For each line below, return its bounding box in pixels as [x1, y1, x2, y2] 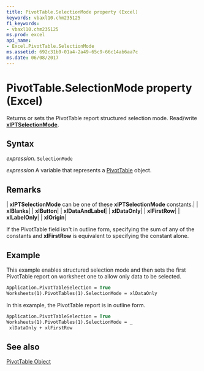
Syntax [6, 139, 34, 149]
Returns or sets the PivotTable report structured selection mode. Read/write [6, 114, 197, 121]
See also [6, 342, 40, 352]
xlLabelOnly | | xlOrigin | [6, 214, 67, 221]
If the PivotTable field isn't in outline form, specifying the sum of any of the [6, 226, 195, 233]
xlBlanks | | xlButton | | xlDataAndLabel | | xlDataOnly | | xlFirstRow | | [6, 207, 180, 215]
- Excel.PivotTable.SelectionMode [6, 44, 95, 50]
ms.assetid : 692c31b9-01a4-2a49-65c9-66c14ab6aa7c [6, 49, 138, 55]
